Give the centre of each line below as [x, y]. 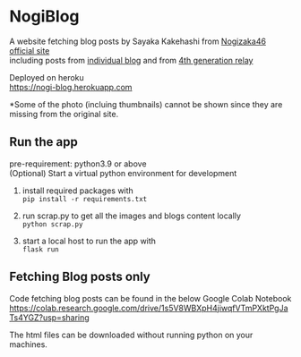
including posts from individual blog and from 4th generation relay [131, 60]
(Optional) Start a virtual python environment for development [123, 173]
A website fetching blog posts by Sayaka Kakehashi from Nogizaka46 [138, 41]
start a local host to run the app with [89, 241]
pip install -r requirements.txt [85, 199]
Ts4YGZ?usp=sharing [49, 317]
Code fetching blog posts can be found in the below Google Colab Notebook [150, 298]
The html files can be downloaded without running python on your [131, 335]
